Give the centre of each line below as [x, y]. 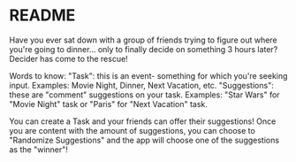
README [42, 15]
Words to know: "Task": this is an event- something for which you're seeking [148, 75]
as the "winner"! [39, 149]
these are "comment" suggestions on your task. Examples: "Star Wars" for [144, 95]
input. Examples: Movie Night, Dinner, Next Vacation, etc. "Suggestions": [141, 85]
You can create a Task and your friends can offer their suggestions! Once [143, 121]
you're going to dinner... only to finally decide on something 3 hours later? [144, 49]
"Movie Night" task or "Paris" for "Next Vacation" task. [108, 104]
